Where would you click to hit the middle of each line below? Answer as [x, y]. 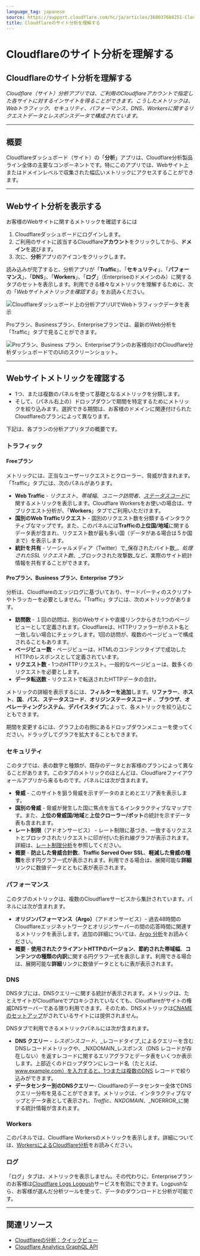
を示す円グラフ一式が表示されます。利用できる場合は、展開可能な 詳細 [106, 860]
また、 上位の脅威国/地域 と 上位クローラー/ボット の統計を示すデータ [108, 816]
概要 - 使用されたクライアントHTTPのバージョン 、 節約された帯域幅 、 [100, 949]
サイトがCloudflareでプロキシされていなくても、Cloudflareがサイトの [101, 1001]
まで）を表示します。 [41, 540]
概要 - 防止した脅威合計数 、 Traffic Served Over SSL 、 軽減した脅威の [100, 853]
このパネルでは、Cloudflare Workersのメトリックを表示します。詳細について [100, 1138]
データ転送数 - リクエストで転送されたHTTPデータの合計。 [87, 679]
